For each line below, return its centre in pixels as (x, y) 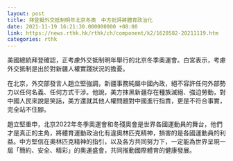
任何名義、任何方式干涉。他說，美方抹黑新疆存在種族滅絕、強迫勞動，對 (122, 92)
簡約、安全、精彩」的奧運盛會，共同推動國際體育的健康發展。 (107, 151)
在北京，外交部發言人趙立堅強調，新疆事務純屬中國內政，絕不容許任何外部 (113, 83)
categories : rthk (32, 40)
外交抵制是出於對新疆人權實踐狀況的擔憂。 (68, 69)
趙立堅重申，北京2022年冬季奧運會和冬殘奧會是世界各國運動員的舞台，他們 (115, 124)
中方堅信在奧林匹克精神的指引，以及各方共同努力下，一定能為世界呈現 (119, 142)
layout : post (26, 14)
